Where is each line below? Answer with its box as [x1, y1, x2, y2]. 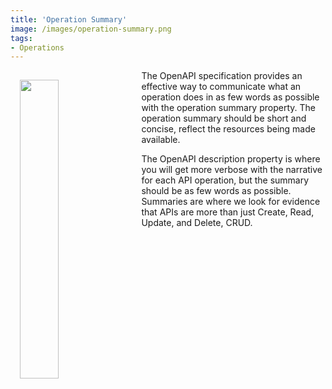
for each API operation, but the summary [141, 174, 310, 186]
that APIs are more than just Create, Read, [141, 206, 315, 218]
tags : [10, 33, 33, 43]
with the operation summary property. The [141, 102, 316, 114]
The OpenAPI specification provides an [141, 70, 303, 82]
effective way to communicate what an [141, 81, 302, 93]
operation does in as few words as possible [141, 91, 320, 103]
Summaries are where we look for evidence [141, 196, 321, 208]
